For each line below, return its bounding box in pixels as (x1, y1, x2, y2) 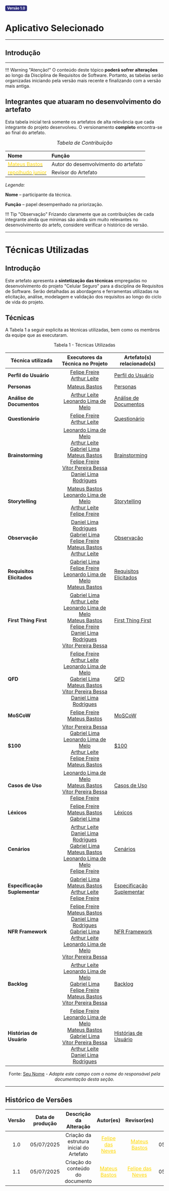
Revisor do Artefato (51, 169, 98, 176)
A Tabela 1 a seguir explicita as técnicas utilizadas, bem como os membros (5, 327, 160, 333)
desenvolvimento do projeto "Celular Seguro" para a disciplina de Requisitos (5, 283, 163, 289)
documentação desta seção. (54, 1076, 115, 1082)
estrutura (67, 1138, 90, 1145)
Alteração (66, 1123, 91, 1130)
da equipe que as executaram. (5, 332, 68, 338)
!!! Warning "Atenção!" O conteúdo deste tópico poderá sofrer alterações (5, 67, 158, 73)
